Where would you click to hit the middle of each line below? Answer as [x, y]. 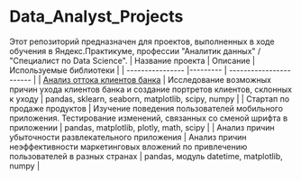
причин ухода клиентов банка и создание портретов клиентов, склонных [151, 89]
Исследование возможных [220, 79]
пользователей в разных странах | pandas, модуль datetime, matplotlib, [146, 156]
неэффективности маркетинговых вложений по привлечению [128, 147]
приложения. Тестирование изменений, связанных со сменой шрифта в [149, 118]
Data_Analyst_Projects [96, 17]
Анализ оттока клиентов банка [102, 79]
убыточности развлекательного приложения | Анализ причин [128, 137]
